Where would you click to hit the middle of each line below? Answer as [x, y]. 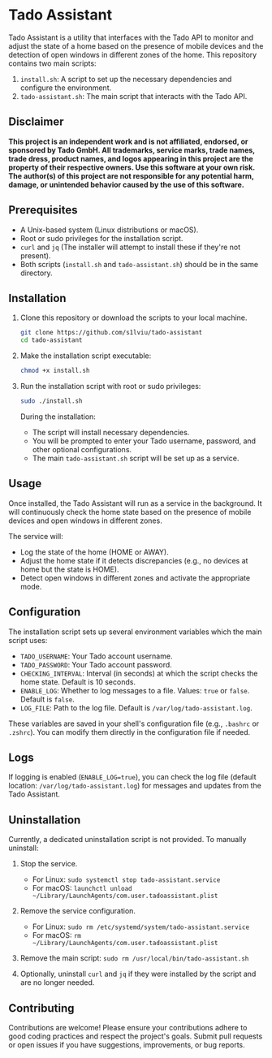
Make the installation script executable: [86, 356]
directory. [36, 273]
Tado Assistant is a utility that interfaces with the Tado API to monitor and [131, 37]
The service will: [36, 536]
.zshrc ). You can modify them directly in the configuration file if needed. [129, 732]
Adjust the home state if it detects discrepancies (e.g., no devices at [134, 560]
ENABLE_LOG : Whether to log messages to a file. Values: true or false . [135, 690]
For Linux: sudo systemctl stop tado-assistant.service [126, 879]
